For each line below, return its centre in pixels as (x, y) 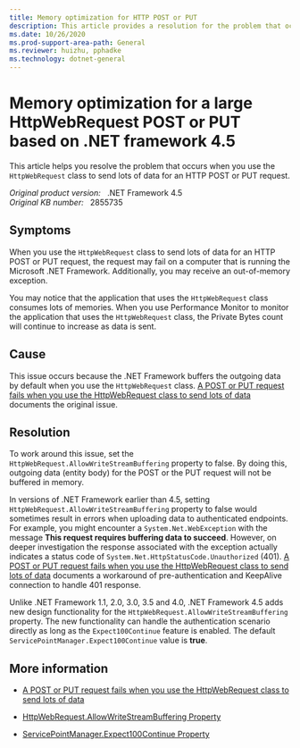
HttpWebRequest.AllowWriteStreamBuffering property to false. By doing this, (148, 463)
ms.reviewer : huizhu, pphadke (66, 51)
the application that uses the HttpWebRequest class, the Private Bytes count (146, 316)
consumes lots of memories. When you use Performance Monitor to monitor (149, 307)
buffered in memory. (47, 483)
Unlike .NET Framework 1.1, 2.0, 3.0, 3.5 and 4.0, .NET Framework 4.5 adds (146, 602)
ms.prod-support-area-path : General (77, 42)
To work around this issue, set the (71, 454)
